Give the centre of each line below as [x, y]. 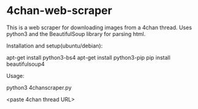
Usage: [15, 76]
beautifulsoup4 [25, 64]
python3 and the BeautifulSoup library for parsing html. [76, 33]
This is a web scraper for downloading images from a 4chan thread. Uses [99, 27]
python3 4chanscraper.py [39, 87]
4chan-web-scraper [59, 11]
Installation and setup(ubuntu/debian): [55, 46]
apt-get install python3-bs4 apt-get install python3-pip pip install [88, 57]
